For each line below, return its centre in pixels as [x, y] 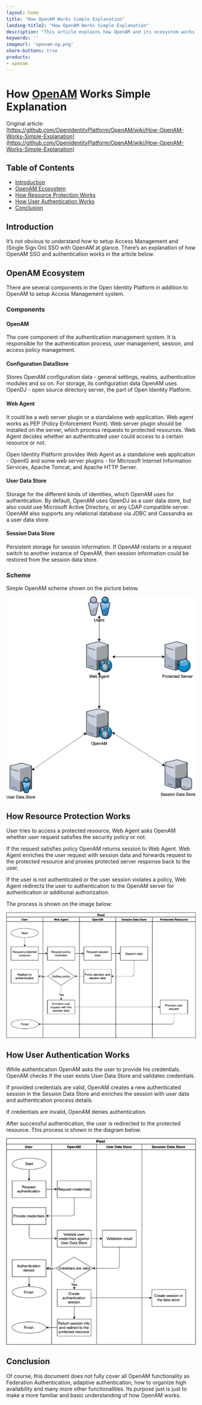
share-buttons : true [32, 51]
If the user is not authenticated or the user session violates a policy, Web [96, 880]
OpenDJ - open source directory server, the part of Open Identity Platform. [99, 390]
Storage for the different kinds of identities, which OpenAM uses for [90, 494]
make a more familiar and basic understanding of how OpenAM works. [94, 1395]
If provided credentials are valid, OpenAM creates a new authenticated [94, 1087]
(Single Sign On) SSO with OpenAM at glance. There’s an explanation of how [101, 248]
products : [19, 57]
